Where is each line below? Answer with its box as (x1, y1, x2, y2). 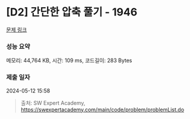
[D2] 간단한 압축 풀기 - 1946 (6, 5, 138, 19)
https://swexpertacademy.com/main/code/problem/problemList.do (20, 106, 185, 113)
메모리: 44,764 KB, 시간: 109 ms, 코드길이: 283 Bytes (6, 57, 132, 64)
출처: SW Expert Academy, (20, 99, 85, 107)
